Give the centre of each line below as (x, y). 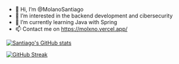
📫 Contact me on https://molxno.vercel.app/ (71, 29)
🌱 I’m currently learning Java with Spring (66, 22)
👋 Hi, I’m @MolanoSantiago (49, 9)
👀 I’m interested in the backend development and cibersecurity (94, 16)
